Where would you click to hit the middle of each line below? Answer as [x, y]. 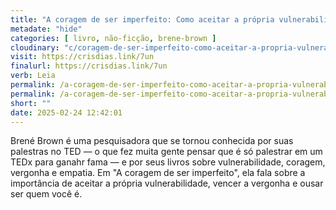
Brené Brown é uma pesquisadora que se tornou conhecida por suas [152, 141]
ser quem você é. [46, 194]
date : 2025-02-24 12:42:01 [66, 112]
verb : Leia [33, 76]
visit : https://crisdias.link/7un [82, 57]
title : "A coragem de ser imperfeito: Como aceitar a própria [142, 19]
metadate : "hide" [46, 29]
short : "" [31, 103]
